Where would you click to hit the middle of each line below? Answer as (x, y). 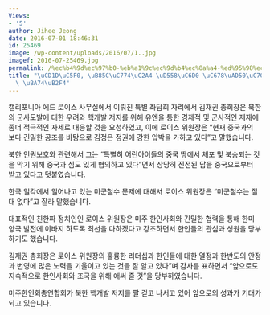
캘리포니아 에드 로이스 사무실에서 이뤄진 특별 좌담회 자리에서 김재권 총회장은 (127, 107)
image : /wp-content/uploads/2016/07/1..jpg (82, 53)
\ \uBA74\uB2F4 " (43, 83)
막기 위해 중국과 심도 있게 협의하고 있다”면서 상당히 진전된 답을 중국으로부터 (135, 164)
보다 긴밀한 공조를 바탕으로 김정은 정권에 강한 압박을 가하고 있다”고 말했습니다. (131, 137)
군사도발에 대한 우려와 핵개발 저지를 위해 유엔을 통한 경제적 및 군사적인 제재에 (138, 117)
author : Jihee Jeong (43, 31)
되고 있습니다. (30, 303)
